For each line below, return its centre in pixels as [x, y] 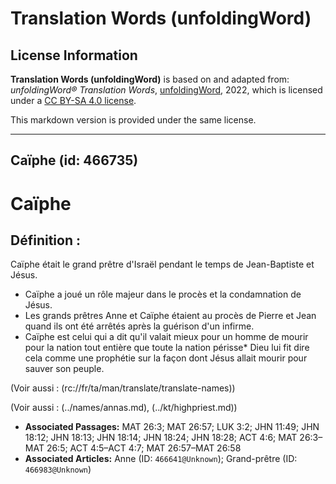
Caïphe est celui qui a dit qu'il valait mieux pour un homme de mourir [166, 337]
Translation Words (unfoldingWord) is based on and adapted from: [150, 79]
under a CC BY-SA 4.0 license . [73, 100]
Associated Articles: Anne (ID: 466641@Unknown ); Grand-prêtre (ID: [161, 459]
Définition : [45, 240]
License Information [74, 55]
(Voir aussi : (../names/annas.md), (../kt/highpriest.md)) [124, 408]
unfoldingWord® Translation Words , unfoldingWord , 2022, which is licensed [166, 90]
